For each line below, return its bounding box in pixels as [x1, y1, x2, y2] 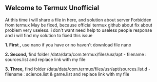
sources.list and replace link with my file [5, 56, 86, 62]
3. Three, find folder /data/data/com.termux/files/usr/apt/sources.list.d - [5, 66, 151, 72]
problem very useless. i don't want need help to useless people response [5, 27, 152, 33]
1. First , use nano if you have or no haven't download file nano [5, 41, 132, 48]
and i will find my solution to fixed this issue [5, 32, 93, 38]
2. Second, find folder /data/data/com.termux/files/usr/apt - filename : [5, 51, 147, 57]
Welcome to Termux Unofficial [5, 4, 99, 12]
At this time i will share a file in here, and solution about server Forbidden [5, 17, 152, 22]
